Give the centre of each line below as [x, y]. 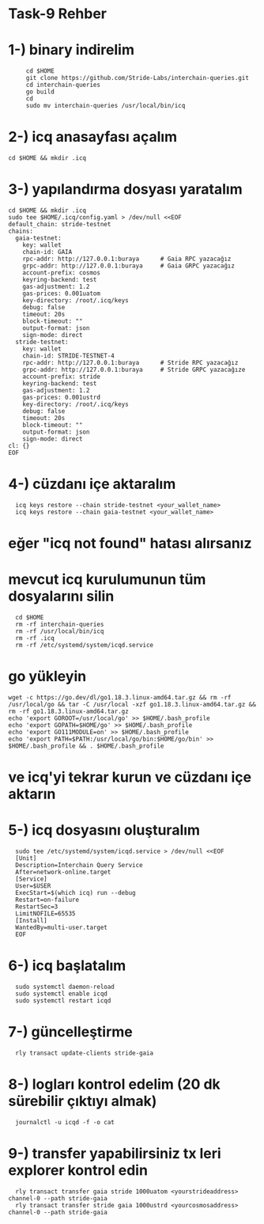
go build [40, 92]
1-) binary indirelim [71, 50]
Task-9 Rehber [58, 14]
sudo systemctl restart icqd [63, 1001]
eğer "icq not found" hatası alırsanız [130, 544]
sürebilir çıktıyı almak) [83, 1101]
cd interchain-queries [63, 85]
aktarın [32, 794]
